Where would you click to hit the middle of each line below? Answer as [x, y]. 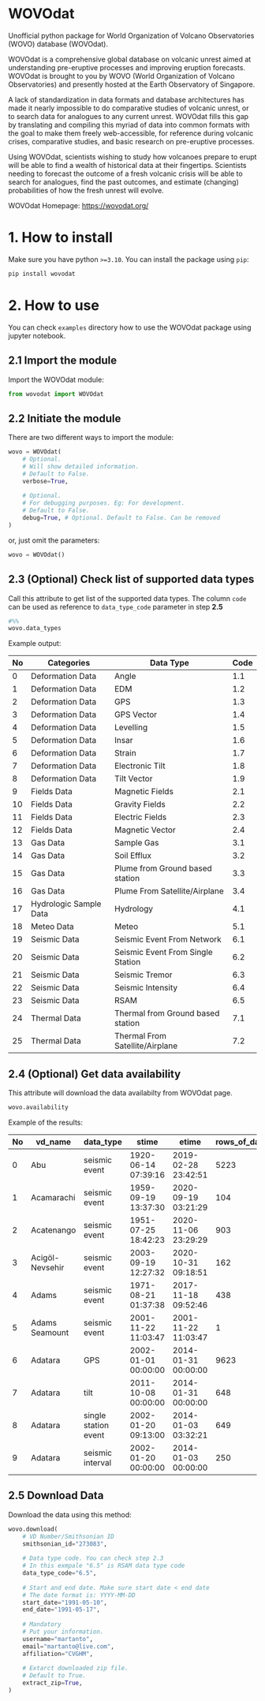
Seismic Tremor [143, 975]
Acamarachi [53, 1197]
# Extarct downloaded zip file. [75, 1669]
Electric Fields [140, 817]
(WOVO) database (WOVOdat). [58, 43]
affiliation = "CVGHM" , [58, 1654]
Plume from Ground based [163, 868]
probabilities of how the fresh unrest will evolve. [86, 190]
